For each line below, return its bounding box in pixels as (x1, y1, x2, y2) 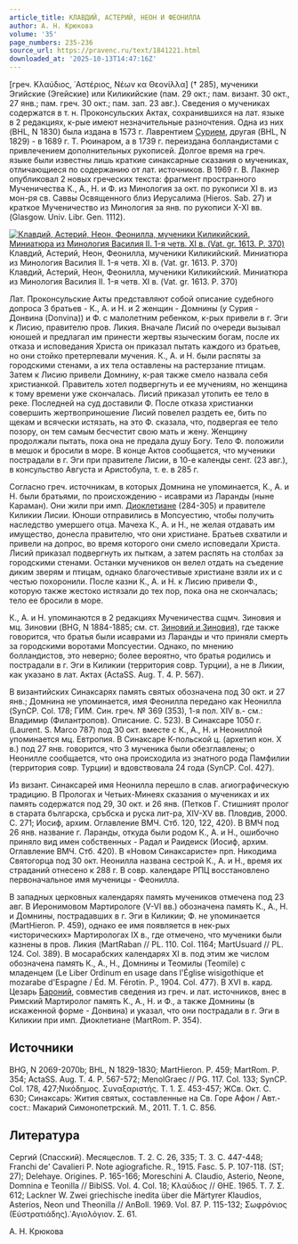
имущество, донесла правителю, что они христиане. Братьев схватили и (9, 529, 287, 540)
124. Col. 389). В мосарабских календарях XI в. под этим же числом (9, 949, 270, 959)
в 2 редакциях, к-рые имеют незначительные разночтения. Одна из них (9, 117, 285, 128)
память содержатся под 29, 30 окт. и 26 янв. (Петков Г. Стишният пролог (9, 799, 289, 809)
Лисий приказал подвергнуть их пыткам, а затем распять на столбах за (9, 548, 284, 558)
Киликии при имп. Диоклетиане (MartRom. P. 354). (9, 1015, 203, 1026)
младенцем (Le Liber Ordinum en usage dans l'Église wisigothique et (9, 968, 264, 977)
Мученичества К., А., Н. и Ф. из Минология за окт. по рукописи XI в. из (9, 184, 278, 194)
